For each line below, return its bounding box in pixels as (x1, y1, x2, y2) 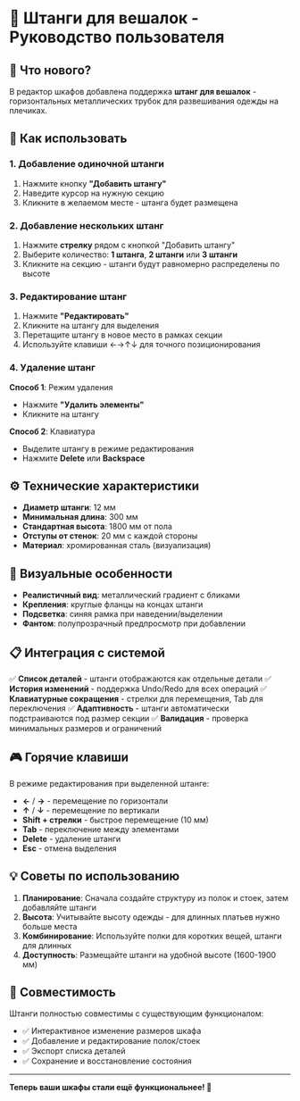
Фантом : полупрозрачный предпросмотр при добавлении (21, 618, 246, 629)
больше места (21, 921, 78, 931)
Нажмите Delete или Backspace (21, 453, 146, 463)
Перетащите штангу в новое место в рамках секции (21, 329, 223, 340)
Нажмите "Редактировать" (21, 311, 129, 321)
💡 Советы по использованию (9, 869, 180, 884)
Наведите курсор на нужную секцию (21, 188, 165, 198)
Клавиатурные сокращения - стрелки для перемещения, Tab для (9, 694, 263, 705)
